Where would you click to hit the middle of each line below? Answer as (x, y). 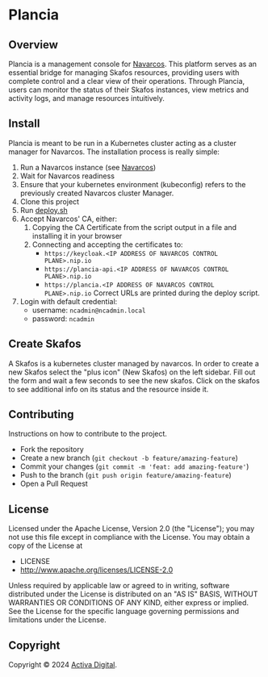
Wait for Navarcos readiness (67, 176)
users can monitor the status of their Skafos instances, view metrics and (128, 90)
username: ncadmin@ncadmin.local (89, 310)
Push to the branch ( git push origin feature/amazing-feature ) (126, 475)
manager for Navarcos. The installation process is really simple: (114, 152)
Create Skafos (45, 344)
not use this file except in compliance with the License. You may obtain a (129, 537)
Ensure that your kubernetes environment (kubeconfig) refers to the (133, 184)
